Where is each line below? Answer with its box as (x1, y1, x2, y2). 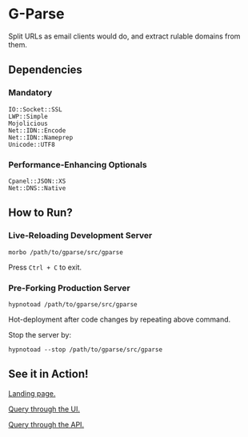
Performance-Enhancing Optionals (8, 159, 147, 170)
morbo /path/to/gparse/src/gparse (8, 248, 124, 257)
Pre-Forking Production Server (8, 282, 130, 293)
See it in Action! (8, 367, 89, 381)
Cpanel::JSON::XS (8, 177, 66, 185)
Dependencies (8, 63, 82, 77)
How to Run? (8, 206, 74, 220)
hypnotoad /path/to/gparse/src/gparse (8, 300, 138, 309)
